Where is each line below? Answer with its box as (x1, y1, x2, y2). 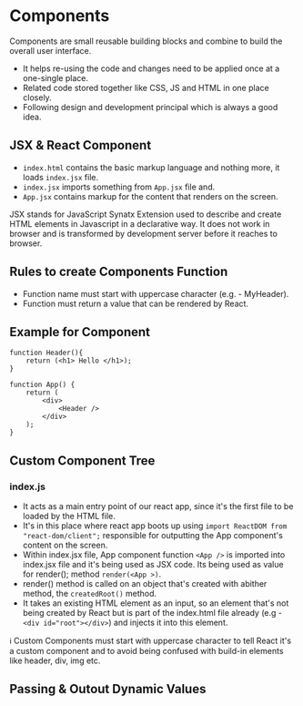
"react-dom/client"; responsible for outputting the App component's (22, 530, 284, 541)
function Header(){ (9, 348, 84, 358)
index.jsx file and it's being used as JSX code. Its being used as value (22, 559, 284, 570)
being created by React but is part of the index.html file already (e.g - (22, 608, 283, 619)
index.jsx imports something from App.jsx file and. (22, 181, 216, 192)
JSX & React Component (9, 138, 152, 153)
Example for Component (9, 324, 151, 340)
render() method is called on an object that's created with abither (22, 578, 268, 589)
